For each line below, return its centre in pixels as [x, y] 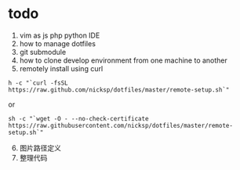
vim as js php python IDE [60, 35]
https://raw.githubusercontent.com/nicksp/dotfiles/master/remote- [121, 125]
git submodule [43, 52]
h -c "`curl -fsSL [38, 83]
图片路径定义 [40, 148]
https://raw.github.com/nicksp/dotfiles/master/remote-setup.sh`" [119, 90]
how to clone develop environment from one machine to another [123, 60]
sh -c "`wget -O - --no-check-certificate [78, 118]
